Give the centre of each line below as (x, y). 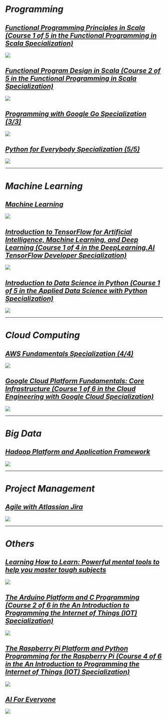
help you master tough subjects (56, 570)
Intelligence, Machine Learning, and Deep (72, 240)
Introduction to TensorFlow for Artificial (68, 232)
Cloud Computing (42, 335)
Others (20, 544)
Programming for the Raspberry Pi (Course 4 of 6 (83, 657)
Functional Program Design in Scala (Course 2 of (83, 71)
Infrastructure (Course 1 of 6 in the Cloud (70, 389)
